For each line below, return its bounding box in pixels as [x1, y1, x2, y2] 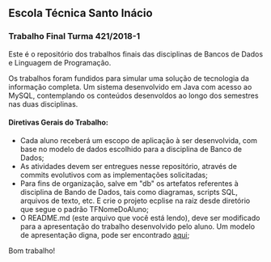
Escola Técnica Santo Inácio [8, 6, 153, 20]
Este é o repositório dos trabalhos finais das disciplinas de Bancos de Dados [8, 49, 264, 59]
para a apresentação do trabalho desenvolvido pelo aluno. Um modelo [19, 222, 256, 231]
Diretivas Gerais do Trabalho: [8, 117, 109, 128]
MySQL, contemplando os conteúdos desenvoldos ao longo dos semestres [8, 91, 259, 100]
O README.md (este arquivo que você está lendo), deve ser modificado [19, 213, 260, 222]
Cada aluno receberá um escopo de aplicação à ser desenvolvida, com [19, 135, 257, 145]
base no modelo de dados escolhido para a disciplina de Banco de [19, 144, 243, 154]
